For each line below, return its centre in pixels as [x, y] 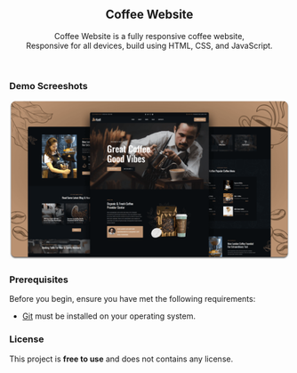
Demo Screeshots [48, 85]
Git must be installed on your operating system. [108, 316]
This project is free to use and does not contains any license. [121, 359]
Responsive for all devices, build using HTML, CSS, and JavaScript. [149, 45]
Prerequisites [39, 280]
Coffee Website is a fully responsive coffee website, [149, 36]
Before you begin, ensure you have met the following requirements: [132, 299]
